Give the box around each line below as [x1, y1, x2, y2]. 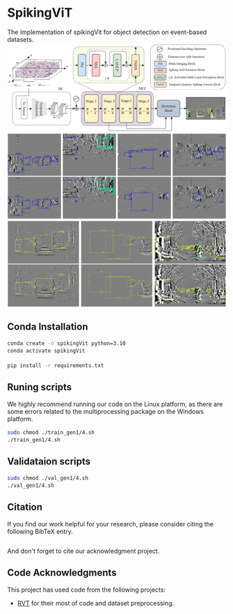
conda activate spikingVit [7, 348, 86, 355]
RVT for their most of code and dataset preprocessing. [17, 599, 175, 607]
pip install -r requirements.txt [7, 362, 104, 369]
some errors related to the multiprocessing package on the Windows [7, 407, 204, 415]
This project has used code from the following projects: [7, 585, 166, 594]
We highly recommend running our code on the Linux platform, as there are [7, 400, 223, 408]
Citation [7, 501, 43, 513]
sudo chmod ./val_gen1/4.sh [7, 475, 89, 482]
